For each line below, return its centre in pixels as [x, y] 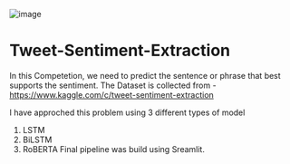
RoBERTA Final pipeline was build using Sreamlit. [114, 149]
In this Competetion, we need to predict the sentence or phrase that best [145, 75]
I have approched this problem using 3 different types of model [127, 112]
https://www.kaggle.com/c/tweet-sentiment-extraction [112, 94]
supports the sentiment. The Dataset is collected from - [113, 85]
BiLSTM [37, 140]
